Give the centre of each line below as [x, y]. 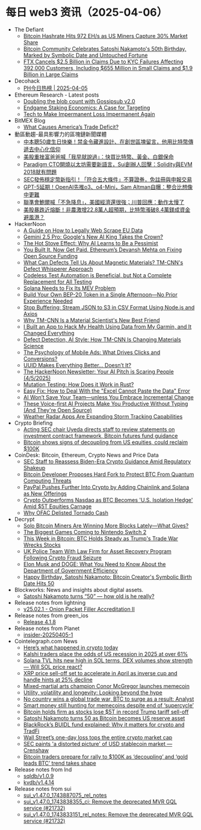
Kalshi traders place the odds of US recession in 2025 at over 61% [106, 654]
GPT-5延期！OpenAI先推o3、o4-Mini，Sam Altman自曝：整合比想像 [108, 187]
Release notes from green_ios [51, 615]
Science [33, 346]
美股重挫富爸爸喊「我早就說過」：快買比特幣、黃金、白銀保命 [98, 156]
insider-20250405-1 [48, 634]
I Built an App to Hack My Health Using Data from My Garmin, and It [107, 326]
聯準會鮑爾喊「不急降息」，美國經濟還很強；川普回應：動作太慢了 [104, 202]
